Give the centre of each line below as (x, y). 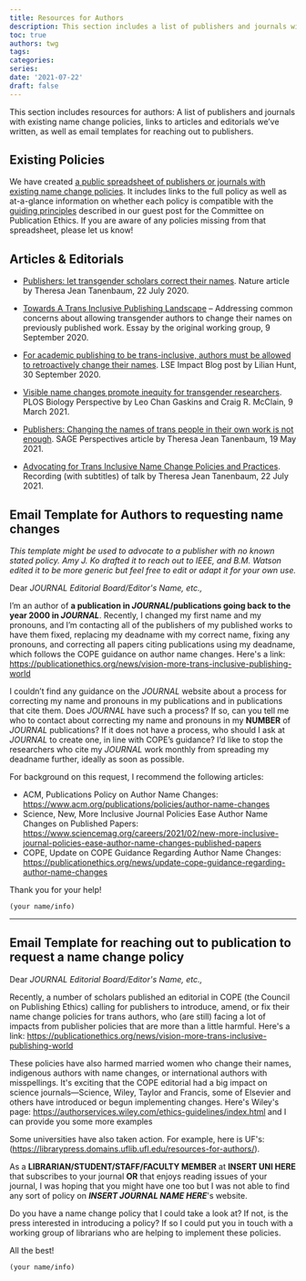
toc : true (28, 35)
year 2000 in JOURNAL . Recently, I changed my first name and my (136, 615)
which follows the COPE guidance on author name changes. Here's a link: (148, 655)
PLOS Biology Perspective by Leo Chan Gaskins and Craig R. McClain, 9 (158, 402)
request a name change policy (97, 957)
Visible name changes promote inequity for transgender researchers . (152, 393)
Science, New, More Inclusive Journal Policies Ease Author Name (145, 814)
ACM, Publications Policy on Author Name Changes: (120, 794)
